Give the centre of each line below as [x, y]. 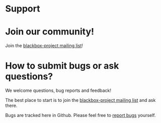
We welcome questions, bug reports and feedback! [58, 90]
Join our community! [50, 32]
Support [23, 9]
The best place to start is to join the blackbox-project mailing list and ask [80, 100]
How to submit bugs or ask [62, 66]
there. [11, 105]
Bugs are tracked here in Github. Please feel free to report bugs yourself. [80, 115]
